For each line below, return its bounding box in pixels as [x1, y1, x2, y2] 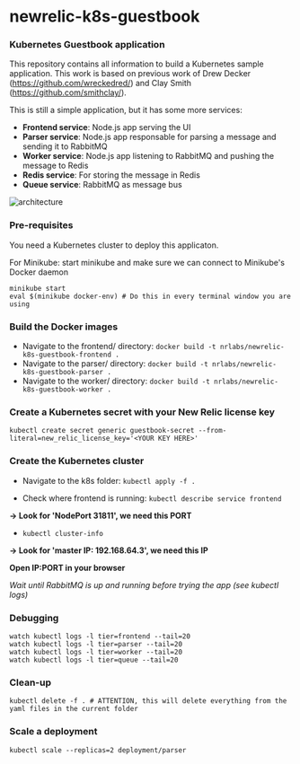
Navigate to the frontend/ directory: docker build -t [22, 341, 217, 352]
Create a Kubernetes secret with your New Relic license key [9, 406, 276, 418]
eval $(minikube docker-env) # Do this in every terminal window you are [9, 292, 292, 301]
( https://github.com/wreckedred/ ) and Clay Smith [9, 78, 191, 89]
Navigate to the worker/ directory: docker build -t [22, 375, 211, 387]
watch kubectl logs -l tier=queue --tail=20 [9, 655, 179, 664]
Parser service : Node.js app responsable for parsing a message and [22, 132, 277, 143]
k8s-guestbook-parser [22, 368, 103, 377]
